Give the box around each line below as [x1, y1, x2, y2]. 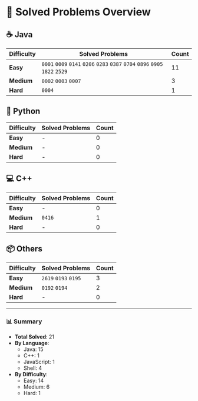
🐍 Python [6, 106, 41, 117]
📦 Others [6, 244, 42, 254]
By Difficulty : [14, 370, 48, 377]
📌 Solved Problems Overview [6, 5, 151, 19]
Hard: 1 [23, 389, 41, 396]
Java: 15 [23, 346, 44, 353]
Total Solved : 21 [14, 333, 55, 340]
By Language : [14, 339, 49, 346]
